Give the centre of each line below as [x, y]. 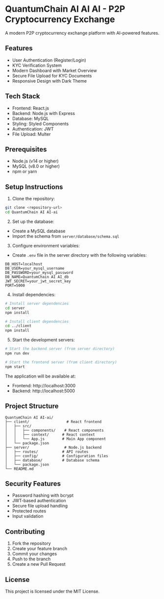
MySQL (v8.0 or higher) [36, 166]
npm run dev [17, 354]
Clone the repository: [34, 199]
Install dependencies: [34, 294]
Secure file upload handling [40, 506]
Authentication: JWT [33, 129]
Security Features [33, 483]
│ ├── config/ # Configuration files [57, 456]
